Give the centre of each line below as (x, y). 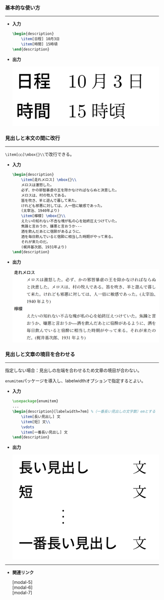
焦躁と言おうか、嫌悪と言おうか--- (52, 226)
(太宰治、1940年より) (41, 211)
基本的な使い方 (23, 7)
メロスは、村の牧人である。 (45, 195)
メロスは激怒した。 (38, 185)
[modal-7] (22, 593)
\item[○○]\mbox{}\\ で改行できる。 (40, 154)
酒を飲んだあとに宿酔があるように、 (52, 231)
